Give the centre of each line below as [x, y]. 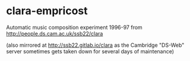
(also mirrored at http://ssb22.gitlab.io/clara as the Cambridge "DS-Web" [95, 45]
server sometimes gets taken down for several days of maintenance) [90, 51]
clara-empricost [47, 11]
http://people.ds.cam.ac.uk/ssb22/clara [55, 33]
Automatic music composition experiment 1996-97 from [74, 27]
